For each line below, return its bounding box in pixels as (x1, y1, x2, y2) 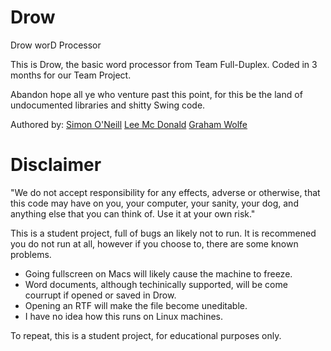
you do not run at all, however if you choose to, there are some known (10, 237, 299, 250)
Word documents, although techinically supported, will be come (24, 278, 288, 290)
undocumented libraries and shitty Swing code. (10, 99, 206, 111)
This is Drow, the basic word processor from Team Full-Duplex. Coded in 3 (10, 58, 318, 70)
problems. (10, 248, 52, 260)
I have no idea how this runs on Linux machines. (24, 310, 224, 322)
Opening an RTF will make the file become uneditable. (24, 299, 248, 311)
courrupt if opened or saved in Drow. (24, 289, 177, 301)
